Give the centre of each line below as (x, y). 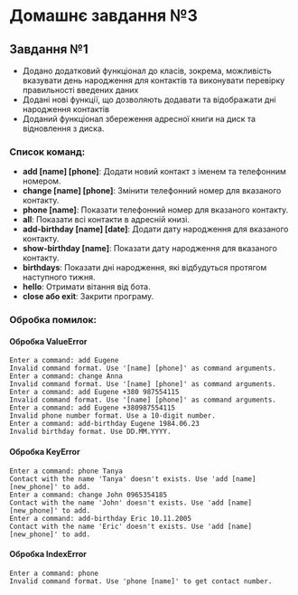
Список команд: (47, 152)
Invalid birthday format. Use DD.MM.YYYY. (90, 432)
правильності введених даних (80, 90)
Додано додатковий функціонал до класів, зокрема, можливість (147, 71)
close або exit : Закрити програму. (88, 297)
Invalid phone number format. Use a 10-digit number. (113, 416)
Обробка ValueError (48, 341)
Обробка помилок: (53, 320)
